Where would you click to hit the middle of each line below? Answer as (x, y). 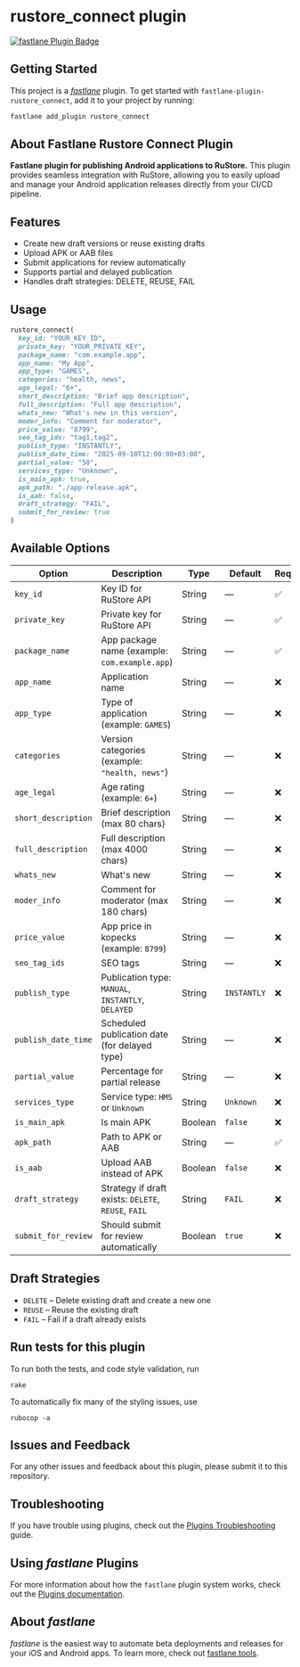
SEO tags (121, 963)
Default (245, 573)
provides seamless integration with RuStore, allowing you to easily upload (145, 175)
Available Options (60, 549)
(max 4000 (124, 849)
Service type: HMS (137, 1096)
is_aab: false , (46, 496)
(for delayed (126, 1045)
